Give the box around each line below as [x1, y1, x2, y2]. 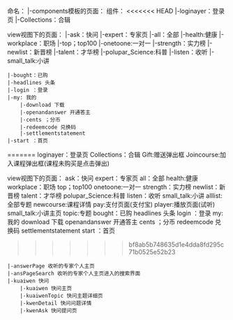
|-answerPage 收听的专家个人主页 [7, 263, 96, 270]
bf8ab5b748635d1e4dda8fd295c [128, 240, 225, 249]
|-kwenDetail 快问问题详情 [20, 300, 92, 307]
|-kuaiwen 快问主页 [20, 285, 72, 292]
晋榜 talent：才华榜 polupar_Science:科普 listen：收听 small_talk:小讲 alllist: [7, 191, 223, 200]
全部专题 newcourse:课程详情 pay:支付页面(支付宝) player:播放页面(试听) [7, 201, 216, 208]
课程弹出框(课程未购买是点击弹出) [13, 159, 110, 167]
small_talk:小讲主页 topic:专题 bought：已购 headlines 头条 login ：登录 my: [7, 209, 223, 217]
